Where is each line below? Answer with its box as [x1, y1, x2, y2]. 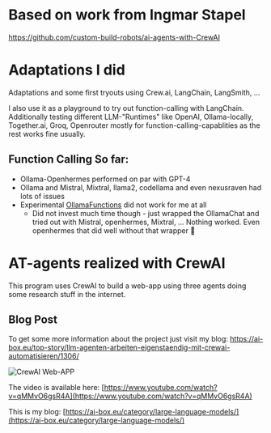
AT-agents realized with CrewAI [8, 253, 226, 272]
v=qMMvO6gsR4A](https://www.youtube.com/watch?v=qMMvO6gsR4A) [8, 391, 252, 401]
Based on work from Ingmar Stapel [8, 6, 246, 24]
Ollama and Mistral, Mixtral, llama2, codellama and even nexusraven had [19, 182, 262, 192]
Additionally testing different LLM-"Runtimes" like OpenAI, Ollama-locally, [8, 112, 254, 121]
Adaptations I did [8, 61, 125, 79]
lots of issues [19, 191, 65, 201]
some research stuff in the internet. [8, 289, 126, 299]
